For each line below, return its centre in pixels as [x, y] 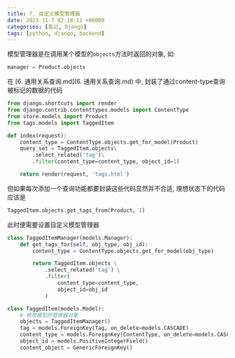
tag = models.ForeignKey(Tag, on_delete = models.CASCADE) [105, 328]
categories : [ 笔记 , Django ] [47, 27]
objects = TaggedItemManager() [65, 322]
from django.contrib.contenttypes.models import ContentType [98, 110]
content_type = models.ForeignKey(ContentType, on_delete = [108, 335]
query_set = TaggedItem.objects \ [69, 149]
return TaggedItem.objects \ [75, 264]
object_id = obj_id [83, 289]
